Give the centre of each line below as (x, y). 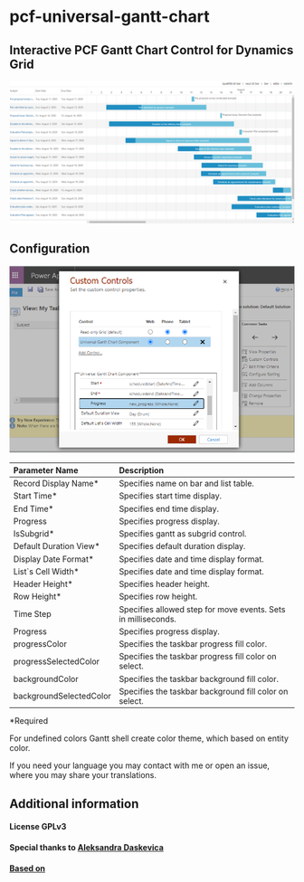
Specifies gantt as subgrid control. (183, 534)
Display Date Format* (53, 559)
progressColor (40, 644)
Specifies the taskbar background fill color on (204, 691)
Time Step (32, 614)
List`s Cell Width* (46, 571)
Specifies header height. (164, 584)
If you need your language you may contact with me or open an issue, (139, 765)
